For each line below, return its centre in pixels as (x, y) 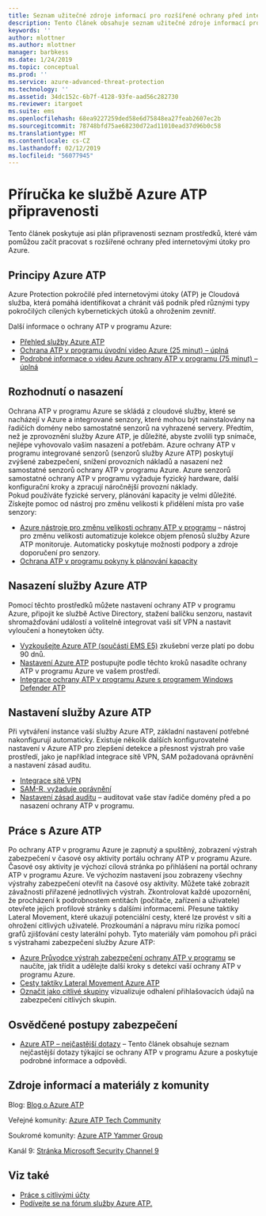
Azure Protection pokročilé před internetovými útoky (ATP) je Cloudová (124, 294)
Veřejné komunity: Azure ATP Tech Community (85, 1120)
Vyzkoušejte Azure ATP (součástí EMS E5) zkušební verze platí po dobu (137, 646)
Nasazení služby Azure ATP (78, 586)
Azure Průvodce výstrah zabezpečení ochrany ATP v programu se (127, 958)
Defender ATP (42, 688)
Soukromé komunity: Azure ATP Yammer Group (85, 1135)
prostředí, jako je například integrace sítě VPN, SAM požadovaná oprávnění (131, 757)
